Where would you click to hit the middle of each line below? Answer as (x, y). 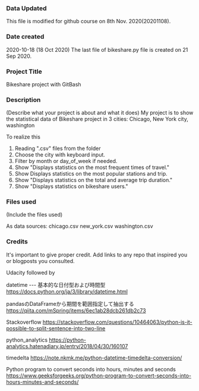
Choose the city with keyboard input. (60, 155)
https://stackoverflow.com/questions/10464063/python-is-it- (118, 322)
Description (23, 99)
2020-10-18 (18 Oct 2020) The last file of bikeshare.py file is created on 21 (97, 49)
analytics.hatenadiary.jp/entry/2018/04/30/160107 (67, 346)
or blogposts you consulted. (41, 261)
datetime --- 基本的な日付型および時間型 (56, 284)
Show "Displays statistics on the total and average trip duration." (94, 180)
